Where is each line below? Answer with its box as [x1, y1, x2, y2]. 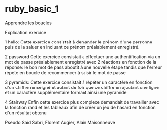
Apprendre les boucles [5, 20, 52, 26]
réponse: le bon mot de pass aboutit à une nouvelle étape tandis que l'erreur [5, 64, 162, 70]
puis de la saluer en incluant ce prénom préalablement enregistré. [5, 44, 140, 50]
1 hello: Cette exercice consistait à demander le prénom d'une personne [5, 39, 153, 45]
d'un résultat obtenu [5, 110, 47, 116]
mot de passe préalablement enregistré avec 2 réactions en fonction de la [5, 59, 157, 65]
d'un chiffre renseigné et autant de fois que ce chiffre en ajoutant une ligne [5, 84, 159, 90]
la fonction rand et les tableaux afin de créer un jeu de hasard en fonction [5, 104, 156, 110]
